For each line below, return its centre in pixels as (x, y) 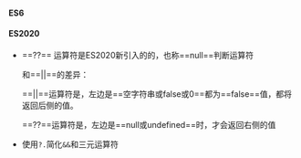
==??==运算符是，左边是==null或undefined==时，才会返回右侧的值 (149, 124)
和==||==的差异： (55, 74)
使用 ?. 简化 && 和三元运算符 (70, 144)
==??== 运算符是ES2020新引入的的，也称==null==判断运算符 (138, 55)
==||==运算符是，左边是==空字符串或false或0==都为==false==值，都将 (157, 94)
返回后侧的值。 (50, 105)
